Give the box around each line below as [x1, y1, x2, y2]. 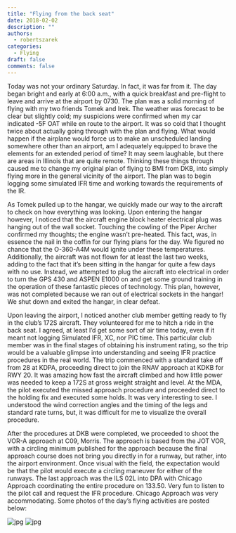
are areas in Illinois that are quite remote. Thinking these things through [7, 156, 214, 165]
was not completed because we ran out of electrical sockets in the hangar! [7, 290, 223, 298]
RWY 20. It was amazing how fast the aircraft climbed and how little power [7, 371, 223, 379]
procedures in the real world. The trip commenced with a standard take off [7, 356, 223, 364]
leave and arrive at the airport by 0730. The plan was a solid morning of [7, 96, 215, 105]
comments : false [7, 63, 55, 70]
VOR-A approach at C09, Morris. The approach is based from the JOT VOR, [7, 437, 226, 445]
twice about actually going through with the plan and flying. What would [7, 127, 216, 135]
